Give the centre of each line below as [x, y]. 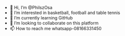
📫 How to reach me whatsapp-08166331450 [56, 28]
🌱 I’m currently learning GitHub [41, 18]
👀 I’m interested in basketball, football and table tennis [65, 13]
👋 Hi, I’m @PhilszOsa [31, 8]
